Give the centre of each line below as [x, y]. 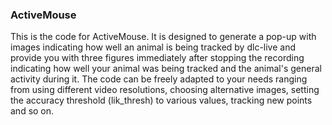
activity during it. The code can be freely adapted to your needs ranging [159, 79]
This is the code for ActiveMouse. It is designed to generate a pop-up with [163, 37]
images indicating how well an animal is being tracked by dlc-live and [153, 47]
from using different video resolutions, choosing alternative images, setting [165, 90]
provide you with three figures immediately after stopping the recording [157, 58]
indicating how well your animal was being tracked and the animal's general [166, 69]
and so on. [32, 111]
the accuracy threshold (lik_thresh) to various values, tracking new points [161, 100]
